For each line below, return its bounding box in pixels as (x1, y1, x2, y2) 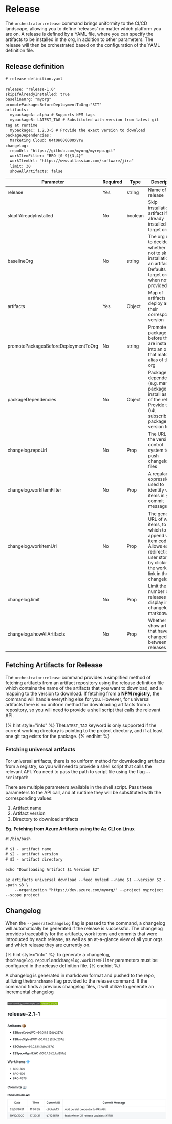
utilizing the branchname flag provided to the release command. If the (5, 978, 148, 984)
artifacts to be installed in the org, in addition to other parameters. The (5, 36, 154, 43)
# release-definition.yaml (5, 76, 63, 81)
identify (148, 487, 164, 493)
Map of (148, 290, 163, 296)
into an (148, 345, 163, 352)
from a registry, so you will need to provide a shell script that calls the (5, 763, 152, 769)
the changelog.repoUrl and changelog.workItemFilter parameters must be (5, 957, 158, 964)
